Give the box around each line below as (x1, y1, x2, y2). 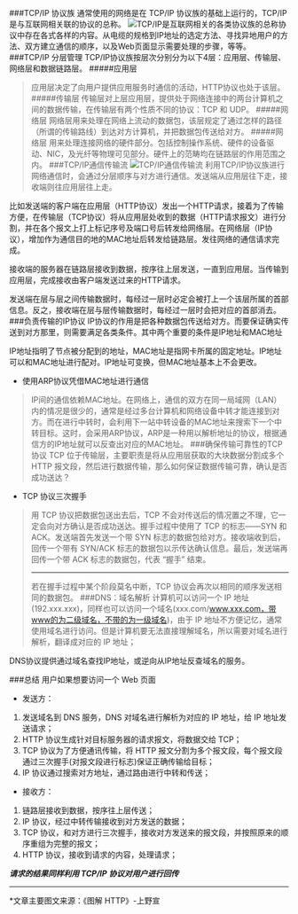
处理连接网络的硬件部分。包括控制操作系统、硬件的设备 (64, 137, 267, 148)
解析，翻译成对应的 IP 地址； (30, 637, 137, 647)
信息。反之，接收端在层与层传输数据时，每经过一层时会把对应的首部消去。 (9, 305, 281, 315)
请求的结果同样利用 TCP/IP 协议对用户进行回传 (9, 868, 179, 879)
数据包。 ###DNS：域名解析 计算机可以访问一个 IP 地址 (46, 592, 250, 603)
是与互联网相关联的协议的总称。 (9, 19, 126, 29)
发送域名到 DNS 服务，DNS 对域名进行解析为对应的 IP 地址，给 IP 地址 (21, 712, 279, 723)
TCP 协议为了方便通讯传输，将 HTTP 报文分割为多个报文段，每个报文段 (21, 746, 283, 755)
